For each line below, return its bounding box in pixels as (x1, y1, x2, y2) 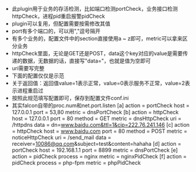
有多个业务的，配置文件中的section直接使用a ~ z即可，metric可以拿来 (11, 35, 183, 42)
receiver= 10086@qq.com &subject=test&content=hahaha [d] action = (11, 140, 182, 147)
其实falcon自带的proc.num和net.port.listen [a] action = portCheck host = (11, 102, 190, 109)
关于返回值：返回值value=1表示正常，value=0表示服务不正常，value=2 (11, 80, 185, 86)
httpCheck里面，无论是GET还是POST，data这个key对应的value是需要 (11, 50, 183, 57)
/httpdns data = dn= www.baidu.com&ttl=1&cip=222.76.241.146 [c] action (11, 121, 190, 128)
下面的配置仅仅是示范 (11, 72, 64, 79)
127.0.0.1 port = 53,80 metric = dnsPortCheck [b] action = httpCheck (11, 109, 179, 115)
